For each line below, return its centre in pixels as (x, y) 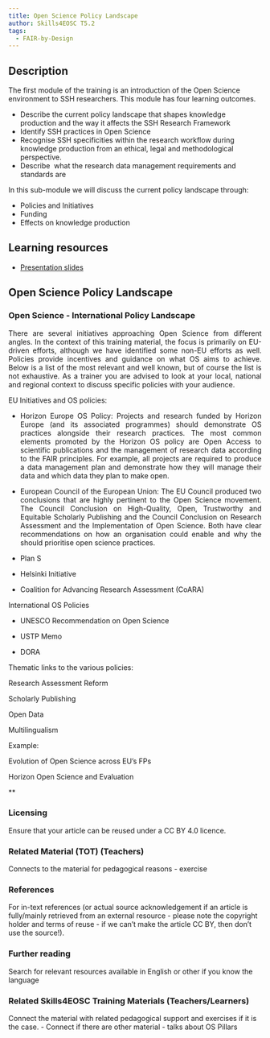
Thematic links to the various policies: (71, 667)
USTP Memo (41, 636)
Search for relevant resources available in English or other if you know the (131, 971)
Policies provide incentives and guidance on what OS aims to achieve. (135, 358)
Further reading (39, 953)
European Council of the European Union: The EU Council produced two (141, 491)
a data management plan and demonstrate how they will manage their (141, 467)
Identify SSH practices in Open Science (85, 132)
